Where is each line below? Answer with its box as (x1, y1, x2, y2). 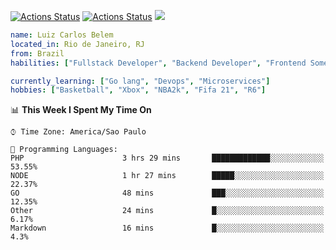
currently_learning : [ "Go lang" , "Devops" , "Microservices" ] (10, 76, 271, 86)
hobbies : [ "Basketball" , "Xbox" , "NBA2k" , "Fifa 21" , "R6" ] (10, 85, 267, 95)
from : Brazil (10, 48, 65, 59)
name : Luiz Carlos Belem (10, 30, 114, 40)
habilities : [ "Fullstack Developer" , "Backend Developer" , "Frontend (10, 58, 307, 68)
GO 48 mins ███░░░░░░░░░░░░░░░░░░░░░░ (10, 188, 325, 199)
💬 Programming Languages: (10, 145, 118, 155)
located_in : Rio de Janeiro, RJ (10, 39, 145, 49)
